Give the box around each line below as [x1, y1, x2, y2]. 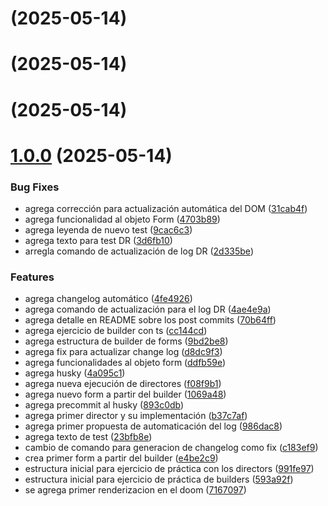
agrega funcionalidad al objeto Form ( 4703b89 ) [24, 213, 221, 226]
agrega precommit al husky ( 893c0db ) [24, 399, 185, 411]
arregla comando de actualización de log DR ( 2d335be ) [24, 245, 254, 257]
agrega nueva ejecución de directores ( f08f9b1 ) [24, 378, 222, 390]
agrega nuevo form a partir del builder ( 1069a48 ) [24, 388, 227, 401]
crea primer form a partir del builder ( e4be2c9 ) [24, 452, 219, 464]
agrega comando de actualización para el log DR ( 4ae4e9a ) [24, 303, 272, 316]
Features [10, 270, 55, 284]
